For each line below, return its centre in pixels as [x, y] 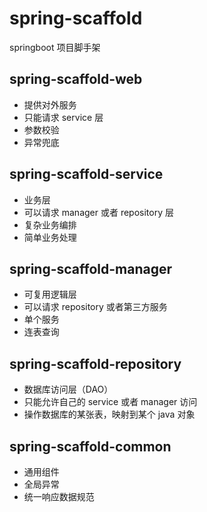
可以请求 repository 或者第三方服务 [95, 307]
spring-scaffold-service [86, 174]
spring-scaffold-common [90, 446]
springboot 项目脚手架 [55, 47]
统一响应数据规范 [59, 496]
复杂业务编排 [50, 224]
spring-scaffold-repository [95, 363]
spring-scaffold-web [76, 79]
